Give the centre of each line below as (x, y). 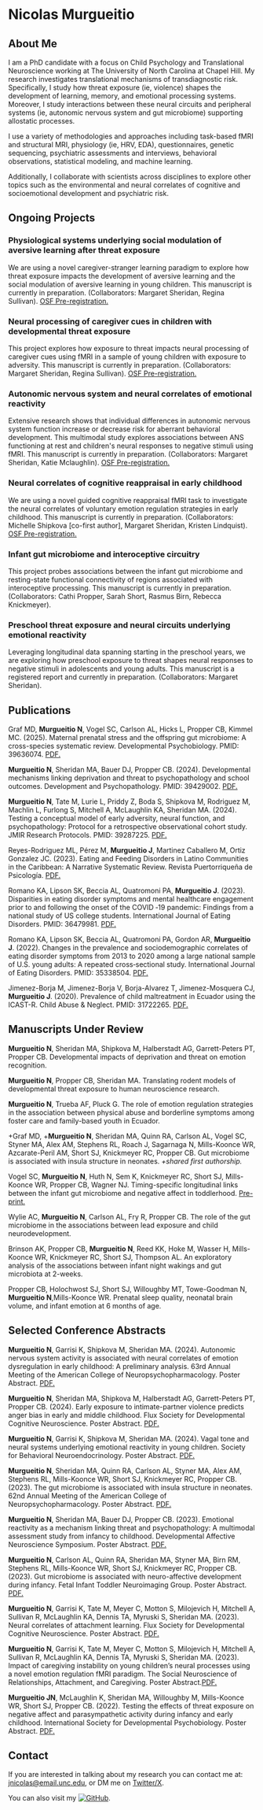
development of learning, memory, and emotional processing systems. (122, 96)
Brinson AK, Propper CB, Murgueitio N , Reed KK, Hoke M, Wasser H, (119, 1249)
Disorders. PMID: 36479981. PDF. (62, 924)
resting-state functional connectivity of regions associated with (111, 579)
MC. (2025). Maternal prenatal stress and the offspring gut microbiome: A (127, 737)
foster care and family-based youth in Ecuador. (84, 1120)
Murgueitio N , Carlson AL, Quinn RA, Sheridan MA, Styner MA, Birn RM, (124, 1560)
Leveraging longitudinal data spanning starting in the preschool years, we (127, 652)
